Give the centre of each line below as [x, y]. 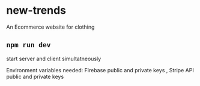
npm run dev [29, 45]
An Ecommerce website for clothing [50, 27]
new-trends [36, 10]
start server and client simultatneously [54, 59]
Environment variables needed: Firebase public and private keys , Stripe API [100, 70]
